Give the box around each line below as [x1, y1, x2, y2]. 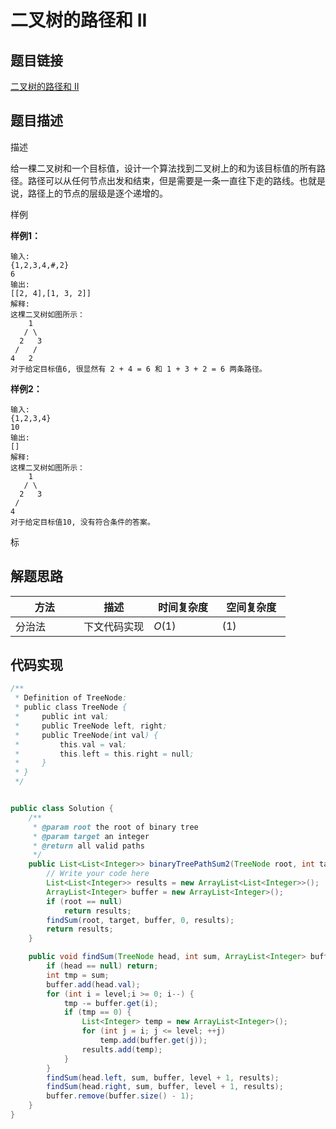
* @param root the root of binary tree [32, 822, 199, 832]
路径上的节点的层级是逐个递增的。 [27, 187, 168, 199]
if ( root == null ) [46, 896, 123, 906]
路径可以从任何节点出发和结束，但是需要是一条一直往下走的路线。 [27, 174, 300, 186]
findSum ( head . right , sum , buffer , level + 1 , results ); [46, 1082, 284, 1092]
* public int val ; [14, 712, 110, 722]
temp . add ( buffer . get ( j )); [99, 1036, 208, 1046]
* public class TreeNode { [14, 702, 128, 713]
